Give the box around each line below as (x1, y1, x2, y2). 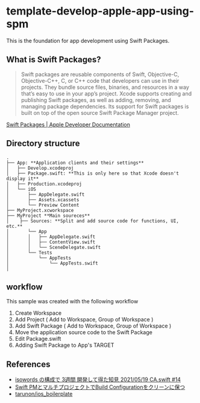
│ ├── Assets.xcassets (6, 196, 80, 203)
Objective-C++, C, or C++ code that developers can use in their (20, 77, 180, 84)
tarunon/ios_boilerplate (14, 390, 73, 398)
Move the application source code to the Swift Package (14, 329, 152, 336)
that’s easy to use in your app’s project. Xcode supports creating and (20, 89, 192, 97)
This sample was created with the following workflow (6, 298, 139, 305)
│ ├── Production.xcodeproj (6, 181, 83, 187)
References (6, 359, 51, 369)
